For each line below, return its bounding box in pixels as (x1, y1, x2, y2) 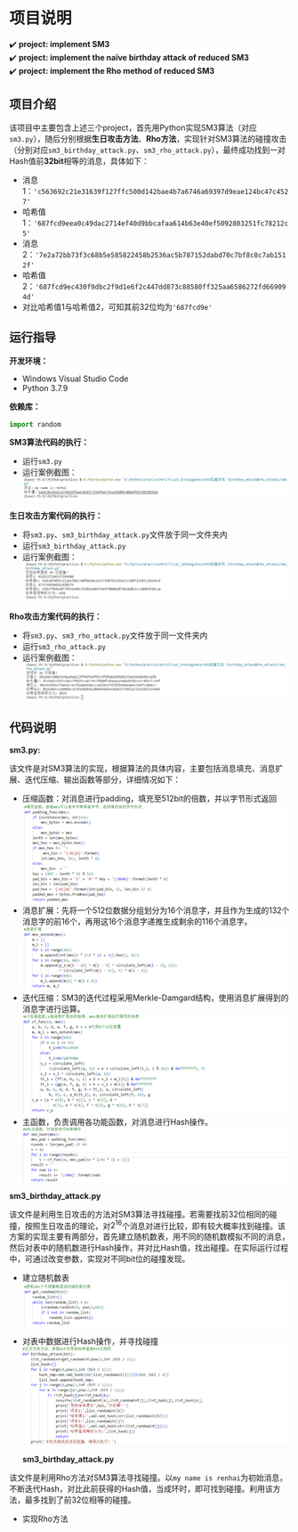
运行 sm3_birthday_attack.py (21, 541, 126, 551)
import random (9, 420, 62, 428)
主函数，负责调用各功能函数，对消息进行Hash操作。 (21, 1117, 213, 1128)
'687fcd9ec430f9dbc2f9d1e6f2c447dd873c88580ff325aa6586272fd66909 (35, 282, 286, 291)
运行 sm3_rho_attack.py (21, 640, 107, 651)
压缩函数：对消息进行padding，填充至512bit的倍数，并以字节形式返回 (21, 793, 278, 803)
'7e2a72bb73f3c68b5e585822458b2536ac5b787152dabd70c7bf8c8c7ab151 (35, 250, 286, 259)
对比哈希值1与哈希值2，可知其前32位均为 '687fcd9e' (21, 301, 213, 312)
